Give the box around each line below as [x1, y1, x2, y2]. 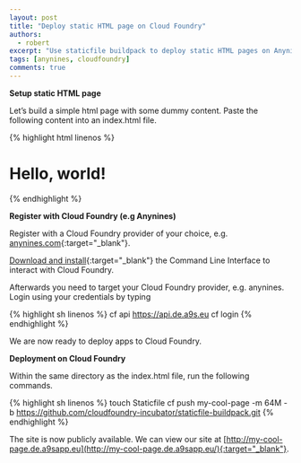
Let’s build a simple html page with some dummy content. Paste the [9, 105, 258, 116]
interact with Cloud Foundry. [9, 264, 115, 275]
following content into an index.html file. [9, 114, 157, 126]
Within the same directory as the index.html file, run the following [9, 370, 250, 381]
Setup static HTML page [9, 87, 101, 99]
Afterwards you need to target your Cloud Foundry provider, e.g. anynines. [9, 282, 285, 293]
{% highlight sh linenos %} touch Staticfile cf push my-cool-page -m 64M [9, 397, 282, 408]
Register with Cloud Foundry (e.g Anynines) [9, 210, 176, 221]
